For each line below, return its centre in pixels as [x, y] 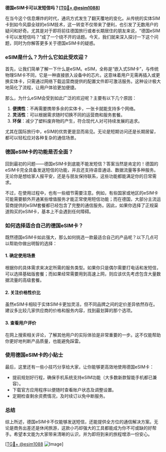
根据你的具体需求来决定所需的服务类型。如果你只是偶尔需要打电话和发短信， [83, 268]
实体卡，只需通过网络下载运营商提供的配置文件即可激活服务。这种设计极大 [85, 81]
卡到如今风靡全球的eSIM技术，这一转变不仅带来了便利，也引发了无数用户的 [82, 25]
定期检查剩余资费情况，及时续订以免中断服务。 [60, 396]
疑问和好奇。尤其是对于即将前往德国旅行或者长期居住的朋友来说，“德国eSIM [83, 31]
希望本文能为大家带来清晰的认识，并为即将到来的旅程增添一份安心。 [83, 434]
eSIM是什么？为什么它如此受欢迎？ [47, 57]
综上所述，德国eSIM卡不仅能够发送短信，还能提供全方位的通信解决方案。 [80, 422]
